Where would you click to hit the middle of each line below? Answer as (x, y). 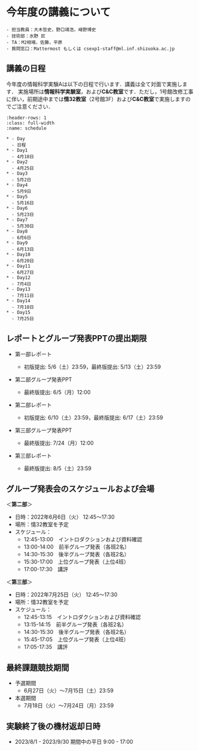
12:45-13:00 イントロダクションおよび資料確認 (83, 540)
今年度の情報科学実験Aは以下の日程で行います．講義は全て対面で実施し (94, 84)
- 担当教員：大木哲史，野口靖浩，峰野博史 (51, 30)
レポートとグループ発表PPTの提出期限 (76, 338)
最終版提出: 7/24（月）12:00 (59, 443)
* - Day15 (19, 312)
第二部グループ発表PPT (43, 379)
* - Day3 (17, 173)
